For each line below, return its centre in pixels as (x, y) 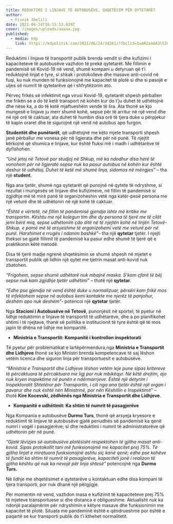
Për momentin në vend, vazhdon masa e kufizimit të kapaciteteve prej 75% (85, 494)
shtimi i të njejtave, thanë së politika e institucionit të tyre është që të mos (83, 322)
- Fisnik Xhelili (29, 20)
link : (21, 44)
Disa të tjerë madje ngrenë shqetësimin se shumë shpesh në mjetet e (79, 254)
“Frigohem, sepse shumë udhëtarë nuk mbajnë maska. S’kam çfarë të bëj (84, 275)
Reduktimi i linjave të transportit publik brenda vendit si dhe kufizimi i (79, 58)
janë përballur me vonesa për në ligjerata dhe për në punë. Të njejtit (78, 138)
